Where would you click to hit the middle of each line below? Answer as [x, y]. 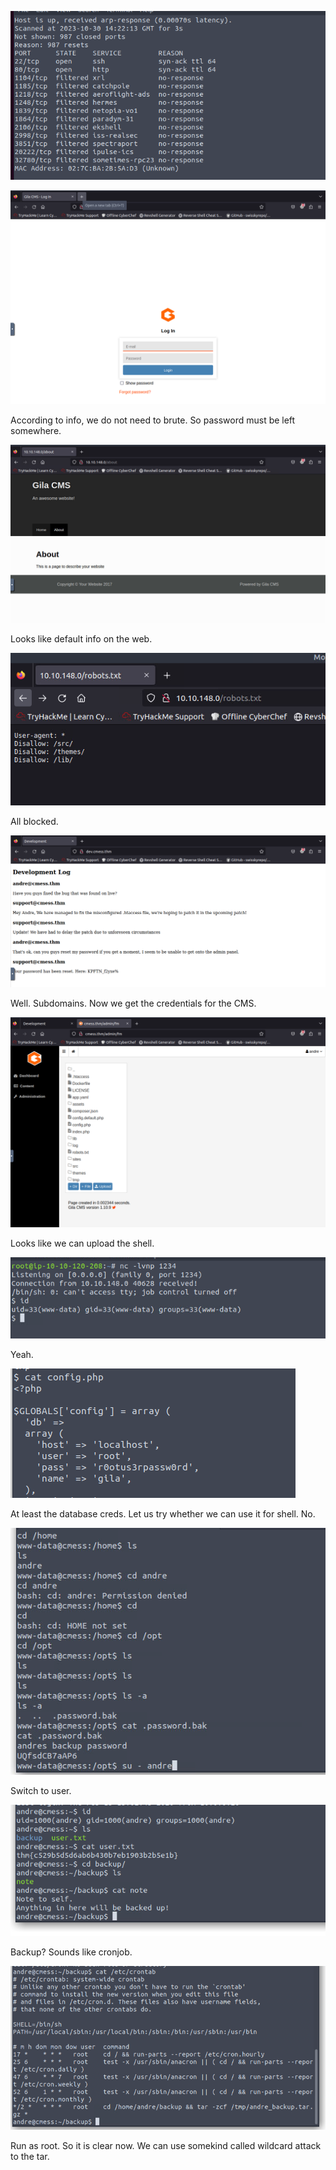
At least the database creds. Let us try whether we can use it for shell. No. [163, 1513]
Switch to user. [41, 1790]
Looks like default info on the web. [81, 638]
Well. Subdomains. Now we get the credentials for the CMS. [133, 1003]
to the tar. [30, 2156]
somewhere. [36, 431]
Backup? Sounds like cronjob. [71, 1952]
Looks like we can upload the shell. [82, 1243]
